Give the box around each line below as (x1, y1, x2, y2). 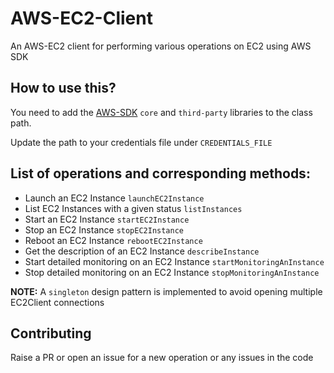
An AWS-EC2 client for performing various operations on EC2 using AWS (10, 40, 312, 52)
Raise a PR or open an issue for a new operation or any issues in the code (10, 352, 314, 364)
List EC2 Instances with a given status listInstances (24, 202, 243, 214)
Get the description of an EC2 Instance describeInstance (24, 245, 260, 257)
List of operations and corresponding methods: (10, 165, 311, 182)
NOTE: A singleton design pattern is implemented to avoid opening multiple (10, 285, 323, 297)
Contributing (10, 325, 92, 342)
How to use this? (10, 80, 117, 97)
